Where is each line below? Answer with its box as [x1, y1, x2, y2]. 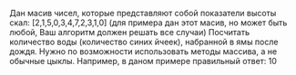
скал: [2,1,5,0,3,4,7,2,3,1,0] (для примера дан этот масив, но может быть [9, 17, 288, 28]
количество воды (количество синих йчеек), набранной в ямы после [9, 36, 279, 47]
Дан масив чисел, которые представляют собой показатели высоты [9, 8, 277, 18]
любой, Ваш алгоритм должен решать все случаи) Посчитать [9, 27, 250, 37]
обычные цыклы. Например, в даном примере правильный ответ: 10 [9, 56, 278, 66]
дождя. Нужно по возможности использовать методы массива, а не [9, 46, 278, 57]
